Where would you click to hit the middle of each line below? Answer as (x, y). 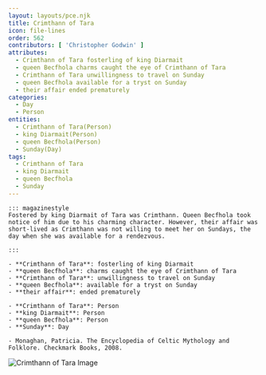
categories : (28, 97)
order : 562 (26, 38)
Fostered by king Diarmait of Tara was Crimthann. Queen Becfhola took (129, 215)
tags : (17, 156)
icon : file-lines (37, 30)
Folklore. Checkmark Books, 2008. (66, 348)
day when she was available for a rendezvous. (87, 236)
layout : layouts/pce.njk (49, 16)
